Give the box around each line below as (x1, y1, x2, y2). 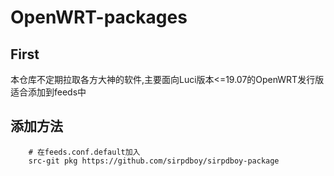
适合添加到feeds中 (10, 86, 87, 98)
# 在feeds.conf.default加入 (28, 147, 141, 157)
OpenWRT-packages (10, 6, 188, 29)
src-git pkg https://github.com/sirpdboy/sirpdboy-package (28, 156, 280, 166)
